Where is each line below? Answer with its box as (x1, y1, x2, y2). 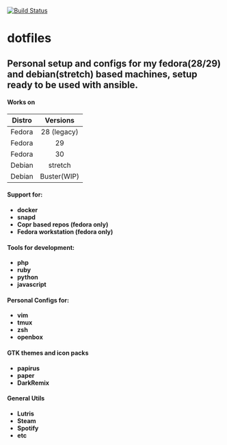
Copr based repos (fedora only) (16, 220, 109, 229)
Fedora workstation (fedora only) (16, 227, 113, 236)
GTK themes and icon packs (7, 348, 89, 357)
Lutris (16, 409, 34, 418)
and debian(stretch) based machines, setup (7, 68, 198, 80)
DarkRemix (16, 379, 50, 387)
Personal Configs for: (7, 296, 70, 304)
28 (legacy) (40, 127, 79, 136)
